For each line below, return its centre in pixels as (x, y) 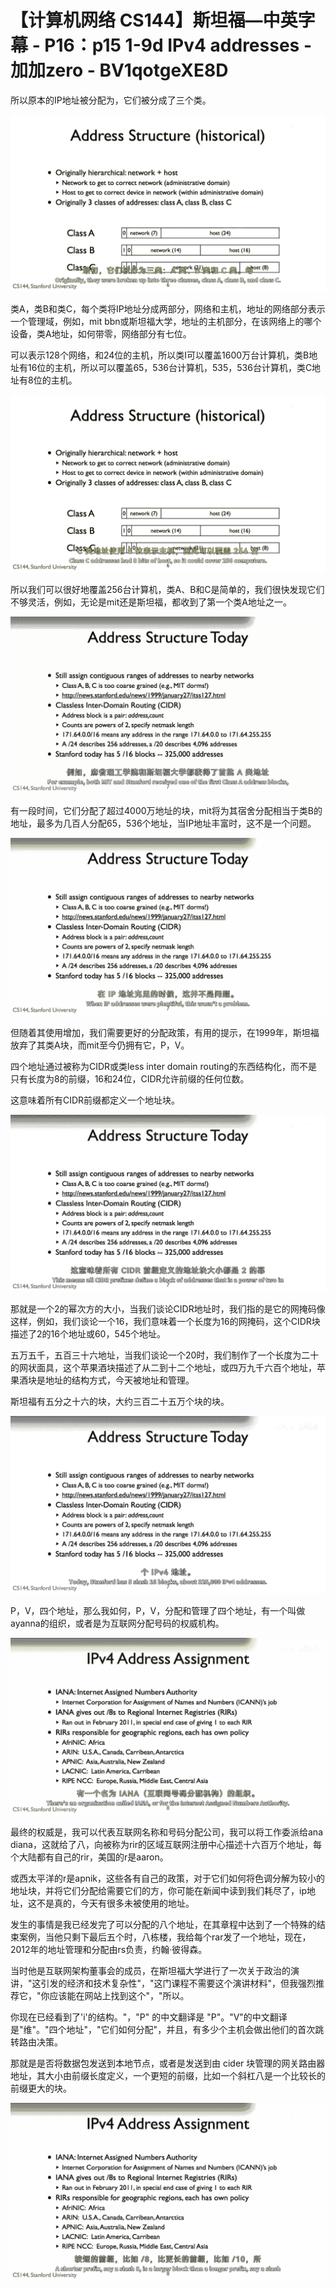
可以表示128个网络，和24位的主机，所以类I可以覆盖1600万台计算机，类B (160, 355)
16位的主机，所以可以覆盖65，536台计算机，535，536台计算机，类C (170, 368)
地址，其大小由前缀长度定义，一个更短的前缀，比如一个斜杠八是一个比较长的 (168, 2076)
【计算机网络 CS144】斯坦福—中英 (154, 20)
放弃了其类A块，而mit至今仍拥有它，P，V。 (100, 1045)
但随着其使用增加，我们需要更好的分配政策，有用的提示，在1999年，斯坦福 (165, 1032)
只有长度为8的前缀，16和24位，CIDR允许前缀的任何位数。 (130, 1078)
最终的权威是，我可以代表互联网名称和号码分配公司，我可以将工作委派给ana (166, 1832)
